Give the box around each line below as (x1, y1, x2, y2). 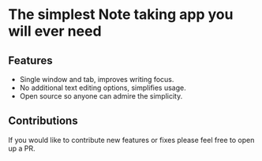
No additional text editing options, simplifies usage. (19, 83, 187, 92)
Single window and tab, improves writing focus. (19, 75, 174, 84)
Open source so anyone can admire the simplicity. (19, 92, 183, 100)
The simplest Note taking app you (8, 6, 234, 24)
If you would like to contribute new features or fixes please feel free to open (8, 135, 255, 144)
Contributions (8, 114, 78, 128)
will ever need (8, 22, 102, 40)
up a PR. (8, 144, 36, 153)
